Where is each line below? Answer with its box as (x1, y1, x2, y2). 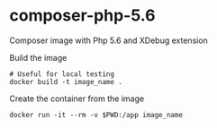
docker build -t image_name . (9, 77, 123, 86)
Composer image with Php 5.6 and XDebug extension (9, 35, 209, 46)
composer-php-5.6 (9, 5, 156, 26)
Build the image (9, 52, 68, 63)
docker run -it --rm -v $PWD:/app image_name (9, 110, 183, 119)
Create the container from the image (9, 93, 145, 104)
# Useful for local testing (9, 69, 115, 79)
